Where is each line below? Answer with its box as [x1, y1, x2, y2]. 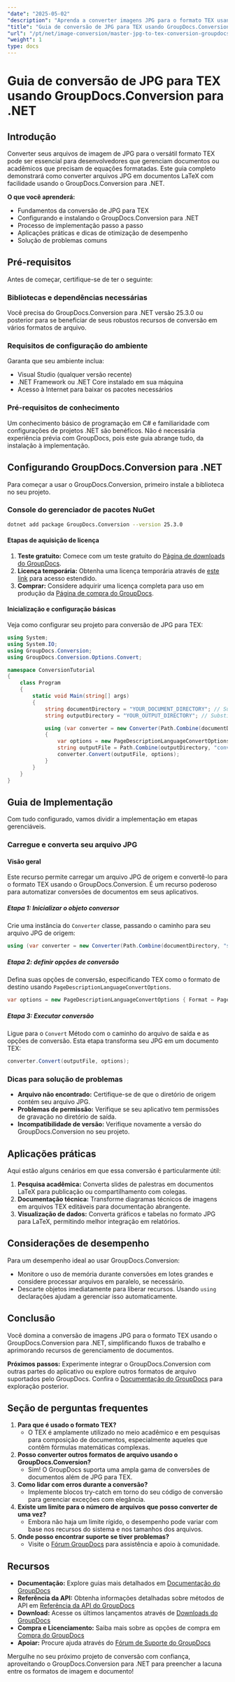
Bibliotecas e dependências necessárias [7, 292, 148, 302]
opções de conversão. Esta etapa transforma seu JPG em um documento [7, 1037, 219, 1045]
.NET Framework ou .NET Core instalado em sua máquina [17, 378, 184, 386]
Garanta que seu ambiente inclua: [7, 357, 105, 365]
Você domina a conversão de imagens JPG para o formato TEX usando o [7, 1331, 218, 1340]
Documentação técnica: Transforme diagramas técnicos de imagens [17, 1195, 218, 1204]
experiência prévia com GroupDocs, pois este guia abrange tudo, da [7, 433, 204, 442]
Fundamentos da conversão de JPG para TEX [17, 206, 149, 215]
